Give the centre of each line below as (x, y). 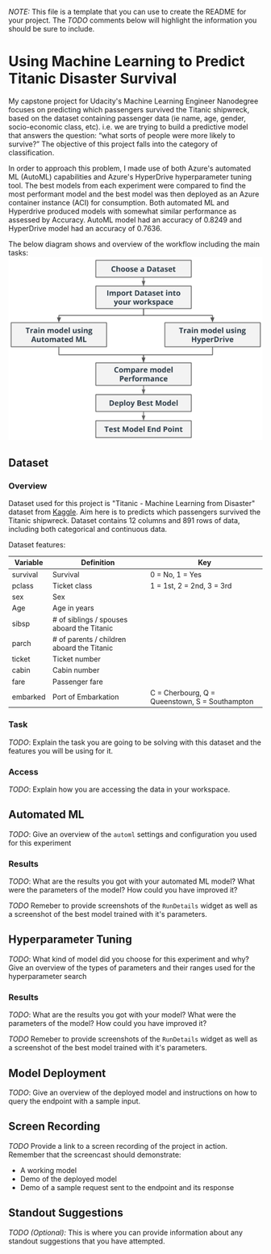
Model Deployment (57, 1073)
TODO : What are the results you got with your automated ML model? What (132, 881)
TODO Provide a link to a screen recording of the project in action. (118, 1146)
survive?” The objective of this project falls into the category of (113, 144)
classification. (31, 152)
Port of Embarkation (85, 697)
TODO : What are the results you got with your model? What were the (122, 1015)
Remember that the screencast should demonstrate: (95, 1155)
